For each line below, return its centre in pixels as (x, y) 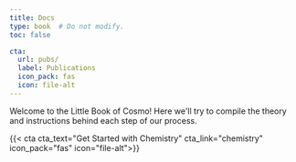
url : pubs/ (38, 60)
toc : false (30, 35)
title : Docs (32, 18)
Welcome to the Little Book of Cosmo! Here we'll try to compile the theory (148, 111)
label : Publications (57, 68)
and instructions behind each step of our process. (104, 120)
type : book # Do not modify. (67, 26)
